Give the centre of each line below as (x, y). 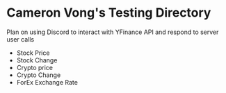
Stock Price (33, 53)
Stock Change (37, 60)
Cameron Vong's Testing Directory (109, 13)
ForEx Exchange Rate (47, 82)
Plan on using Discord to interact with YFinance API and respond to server (113, 32)
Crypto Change (39, 75)
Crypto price (35, 67)
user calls (21, 39)
